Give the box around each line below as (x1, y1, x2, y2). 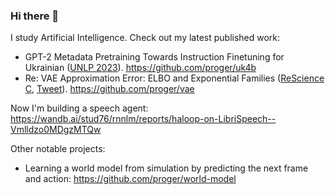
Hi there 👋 (10, 9, 60, 23)
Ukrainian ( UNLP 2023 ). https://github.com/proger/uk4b (24, 62, 257, 74)
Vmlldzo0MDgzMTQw (10, 124, 102, 136)
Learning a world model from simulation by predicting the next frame (24, 162, 309, 174)
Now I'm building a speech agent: (10, 102, 149, 114)
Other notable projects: (10, 143, 106, 155)
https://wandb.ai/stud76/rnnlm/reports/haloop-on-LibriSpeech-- (10, 113, 277, 125)
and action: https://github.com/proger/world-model (24, 173, 237, 185)
